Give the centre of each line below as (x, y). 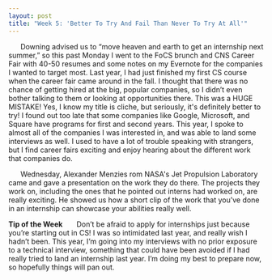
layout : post (30, 16)
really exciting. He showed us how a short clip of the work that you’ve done (134, 200)
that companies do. (40, 158)
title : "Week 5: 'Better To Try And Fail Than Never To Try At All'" (128, 23)
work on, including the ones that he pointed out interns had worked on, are (133, 191)
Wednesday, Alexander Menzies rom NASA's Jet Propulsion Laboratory (139, 174)
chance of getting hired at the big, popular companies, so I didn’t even (125, 89)
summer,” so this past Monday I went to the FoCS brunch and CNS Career (132, 55)
